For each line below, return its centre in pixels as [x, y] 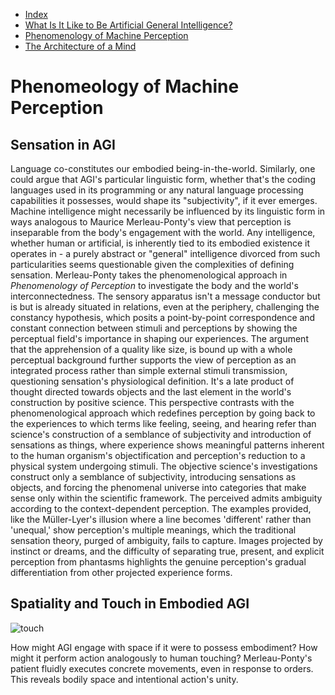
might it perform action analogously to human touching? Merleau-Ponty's [161, 658]
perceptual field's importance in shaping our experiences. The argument [159, 338]
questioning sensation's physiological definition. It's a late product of [152, 381]
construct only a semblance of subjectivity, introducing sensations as [153, 477]
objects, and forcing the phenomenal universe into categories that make [158, 487]
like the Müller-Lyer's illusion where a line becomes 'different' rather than [161, 519]
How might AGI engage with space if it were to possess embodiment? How [164, 647]
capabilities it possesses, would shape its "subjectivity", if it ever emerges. [164, 200]
